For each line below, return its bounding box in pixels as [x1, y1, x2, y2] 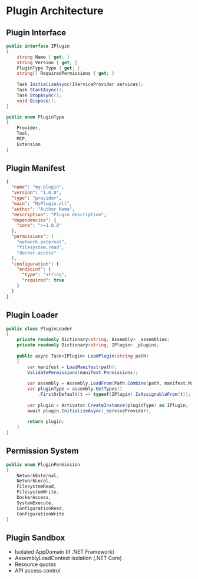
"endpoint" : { [16, 266, 51, 272]
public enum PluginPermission [6, 461, 81, 468]
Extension [16, 141, 41, 147]
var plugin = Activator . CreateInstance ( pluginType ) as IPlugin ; [27, 402, 189, 408]
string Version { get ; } [16, 59, 78, 65]
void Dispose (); [16, 98, 57, 104]
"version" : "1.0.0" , [11, 190, 62, 196]
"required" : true [21, 277, 65, 283]
